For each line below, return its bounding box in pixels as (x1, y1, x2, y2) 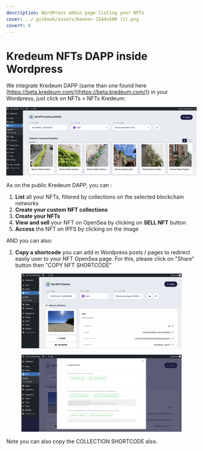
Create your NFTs (14, 212, 60, 220)
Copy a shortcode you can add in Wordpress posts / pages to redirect (14, 248, 190, 256)
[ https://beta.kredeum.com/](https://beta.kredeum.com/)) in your (6, 88, 169, 96)
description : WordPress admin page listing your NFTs (6, 10, 145, 16)
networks (14, 199, 39, 206)
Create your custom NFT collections (14, 206, 108, 213)
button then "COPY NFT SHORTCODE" (14, 261, 112, 269)
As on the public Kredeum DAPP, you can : (6, 181, 112, 188)
